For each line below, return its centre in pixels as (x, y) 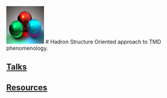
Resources (27, 87)
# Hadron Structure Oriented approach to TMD (103, 42)
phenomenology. (27, 48)
